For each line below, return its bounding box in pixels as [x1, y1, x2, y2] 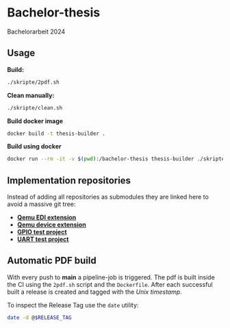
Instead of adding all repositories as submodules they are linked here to [7, 193, 209, 201]
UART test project [16, 235, 69, 244]
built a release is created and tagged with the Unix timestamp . [7, 288, 183, 296]
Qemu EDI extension [16, 214, 77, 222]
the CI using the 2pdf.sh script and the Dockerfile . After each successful [7, 280, 214, 288]
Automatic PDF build [7, 255, 97, 266]
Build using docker [7, 142, 62, 151]
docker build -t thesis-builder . [7, 130, 106, 137]
